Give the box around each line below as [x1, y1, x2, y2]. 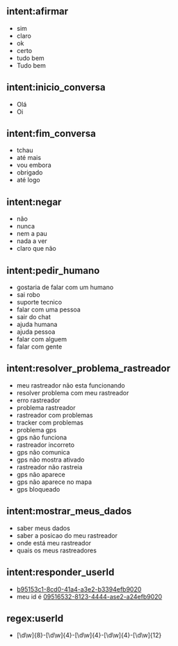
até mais [16, 154, 42, 162]
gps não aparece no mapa [16, 478, 92, 486]
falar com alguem [16, 335, 67, 344]
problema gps [16, 425, 57, 434]
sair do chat [16, 313, 51, 321]
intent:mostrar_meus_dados [6, 506, 132, 517]
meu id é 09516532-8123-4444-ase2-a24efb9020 [16, 592, 163, 601]
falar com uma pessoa [16, 305, 81, 314]
